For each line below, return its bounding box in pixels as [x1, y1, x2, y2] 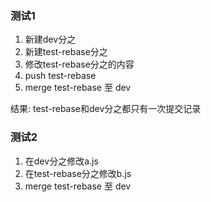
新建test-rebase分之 [24, 46, 108, 58]
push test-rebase [24, 70, 97, 82]
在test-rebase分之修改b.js [24, 167, 132, 179]
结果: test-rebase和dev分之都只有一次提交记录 [10, 103, 202, 115]
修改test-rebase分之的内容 [24, 58, 135, 71]
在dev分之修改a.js [24, 155, 99, 167]
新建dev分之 [24, 33, 77, 46]
